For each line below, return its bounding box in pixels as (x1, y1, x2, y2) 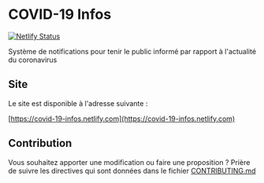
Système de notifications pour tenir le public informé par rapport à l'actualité (8, 46, 257, 56)
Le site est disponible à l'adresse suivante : (8, 98, 148, 108)
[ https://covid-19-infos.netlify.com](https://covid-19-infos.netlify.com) (8, 114, 236, 123)
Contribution (8, 137, 73, 150)
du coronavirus (8, 55, 58, 64)
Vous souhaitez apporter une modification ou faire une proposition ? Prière (8, 157, 251, 167)
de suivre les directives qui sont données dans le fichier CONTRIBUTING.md (8, 166, 256, 175)
